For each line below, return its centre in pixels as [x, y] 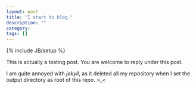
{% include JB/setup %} [36, 50]
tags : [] [17, 34]
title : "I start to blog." [40, 17]
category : [18, 28]
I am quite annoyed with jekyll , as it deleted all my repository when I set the [98, 74]
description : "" [26, 23]
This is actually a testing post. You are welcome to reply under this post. [94, 62]
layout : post [22, 12]
